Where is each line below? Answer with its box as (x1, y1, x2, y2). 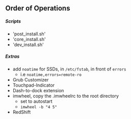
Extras (5, 53, 20, 59)
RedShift (12, 109, 31, 115)
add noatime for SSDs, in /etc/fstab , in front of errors (12, 66, 126, 72)
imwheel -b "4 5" (20, 105, 58, 110)
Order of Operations (5, 4, 70, 13)
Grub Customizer (12, 77, 49, 83)
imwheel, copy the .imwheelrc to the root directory (12, 93, 119, 99)
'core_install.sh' (12, 36, 46, 43)
